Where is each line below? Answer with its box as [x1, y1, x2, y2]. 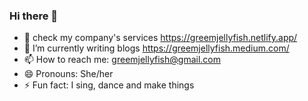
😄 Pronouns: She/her [23, 68, 114, 80]
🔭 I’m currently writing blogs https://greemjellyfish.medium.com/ [23, 42, 290, 54]
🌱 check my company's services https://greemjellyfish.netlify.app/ [23, 32, 298, 44]
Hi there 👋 [9, 9, 59, 23]
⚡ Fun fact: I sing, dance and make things [23, 79, 195, 91]
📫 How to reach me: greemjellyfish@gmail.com [23, 54, 221, 66]
